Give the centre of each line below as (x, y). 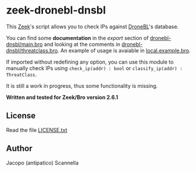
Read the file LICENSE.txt (37, 130)
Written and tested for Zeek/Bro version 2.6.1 (62, 97)
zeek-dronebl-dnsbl (56, 10)
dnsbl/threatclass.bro (32, 50)
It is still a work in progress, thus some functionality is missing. (82, 85)
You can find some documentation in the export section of (77, 38)
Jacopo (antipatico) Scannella (42, 163)
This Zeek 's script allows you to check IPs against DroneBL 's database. (92, 27)
